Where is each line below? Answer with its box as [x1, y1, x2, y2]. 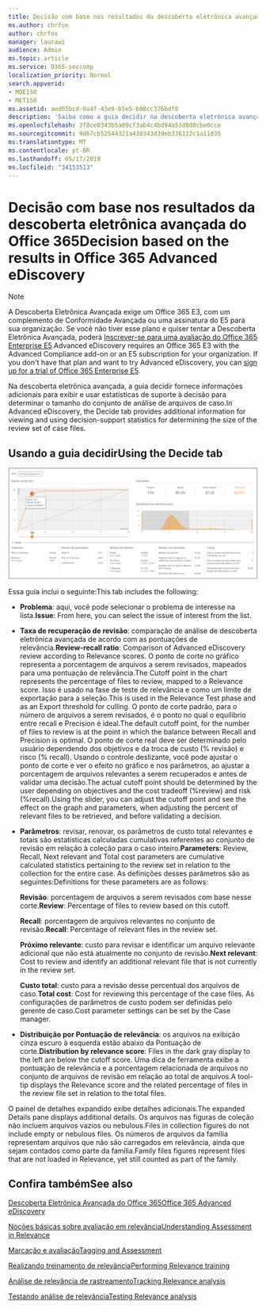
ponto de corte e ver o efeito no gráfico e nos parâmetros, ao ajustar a [19, 761, 250, 770]
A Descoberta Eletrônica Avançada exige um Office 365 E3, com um [8, 307, 231, 317]
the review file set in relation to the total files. [19, 1088, 166, 1097]
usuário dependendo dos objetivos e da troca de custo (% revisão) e [19, 743, 244, 753]
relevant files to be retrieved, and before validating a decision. [19, 811, 222, 820]
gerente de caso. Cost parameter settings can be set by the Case [19, 1006, 231, 1015]
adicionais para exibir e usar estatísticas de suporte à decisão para [8, 390, 227, 399]
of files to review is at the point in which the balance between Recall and [19, 727, 256, 736]
